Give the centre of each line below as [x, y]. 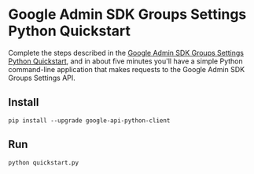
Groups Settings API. [42, 78]
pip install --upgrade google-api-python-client [89, 120]
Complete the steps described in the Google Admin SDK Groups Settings [126, 53]
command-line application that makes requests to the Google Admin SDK [127, 69]
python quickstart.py [44, 162]
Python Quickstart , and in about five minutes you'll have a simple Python [126, 61]
